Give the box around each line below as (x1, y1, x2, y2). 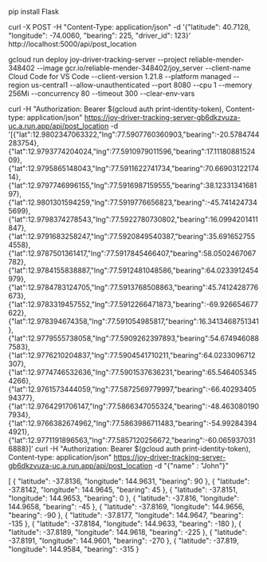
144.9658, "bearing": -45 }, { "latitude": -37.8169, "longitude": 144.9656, (8, 502, 245, 511)
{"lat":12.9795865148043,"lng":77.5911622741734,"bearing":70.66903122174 (8, 164, 259, 173)
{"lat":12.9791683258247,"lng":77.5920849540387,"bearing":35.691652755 (8, 232, 256, 241)
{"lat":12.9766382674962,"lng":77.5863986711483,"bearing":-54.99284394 (8, 419, 257, 428)
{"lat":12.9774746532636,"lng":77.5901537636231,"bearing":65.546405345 (8, 368, 257, 377)
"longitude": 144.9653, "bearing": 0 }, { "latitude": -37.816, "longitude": (8, 493, 240, 503)
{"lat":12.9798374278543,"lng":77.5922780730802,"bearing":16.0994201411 (8, 215, 259, 224)
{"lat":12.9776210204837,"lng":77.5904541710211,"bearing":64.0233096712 (8, 351, 256, 360)
